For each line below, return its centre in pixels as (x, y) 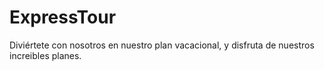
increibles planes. (45, 55)
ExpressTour (63, 17)
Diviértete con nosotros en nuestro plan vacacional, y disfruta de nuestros (162, 45)
